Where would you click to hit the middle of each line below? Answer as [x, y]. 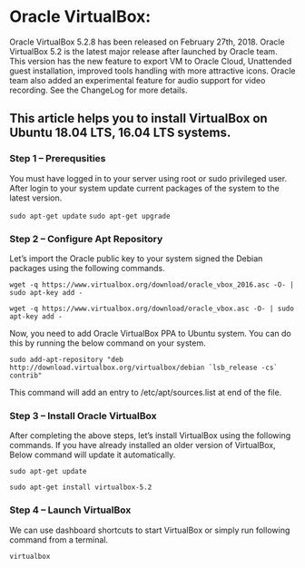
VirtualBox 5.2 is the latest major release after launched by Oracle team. [144, 51]
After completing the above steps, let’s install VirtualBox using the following [150, 436]
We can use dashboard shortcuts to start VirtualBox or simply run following [150, 530]
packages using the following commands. [87, 268]
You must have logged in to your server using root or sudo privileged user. [148, 178]
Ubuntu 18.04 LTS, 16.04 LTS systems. [120, 133]
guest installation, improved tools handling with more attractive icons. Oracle [152, 71]
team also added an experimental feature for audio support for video [138, 80]
